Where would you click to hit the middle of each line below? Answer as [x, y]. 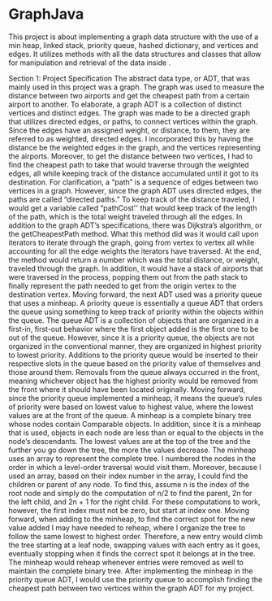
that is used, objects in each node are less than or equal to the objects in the [136, 433]
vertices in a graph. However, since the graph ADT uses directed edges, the [135, 190]
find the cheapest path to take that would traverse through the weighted [129, 164]
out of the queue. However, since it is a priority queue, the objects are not [132, 338]
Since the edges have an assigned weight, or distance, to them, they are [129, 130]
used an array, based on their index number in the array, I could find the [128, 476]
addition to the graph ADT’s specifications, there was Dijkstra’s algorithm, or [135, 225]
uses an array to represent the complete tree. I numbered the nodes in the [132, 458]
